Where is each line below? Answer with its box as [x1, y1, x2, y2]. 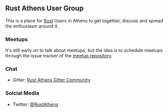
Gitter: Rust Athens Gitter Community [12, 77, 91, 83]
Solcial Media [5, 90, 40, 97]
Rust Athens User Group [5, 4, 84, 13]
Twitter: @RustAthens [12, 101, 59, 107]
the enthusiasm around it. [5, 23, 59, 29]
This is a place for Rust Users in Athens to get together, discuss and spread [5, 17, 163, 23]
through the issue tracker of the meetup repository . [5, 53, 113, 59]
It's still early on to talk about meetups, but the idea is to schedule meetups [5, 47, 163, 53]
